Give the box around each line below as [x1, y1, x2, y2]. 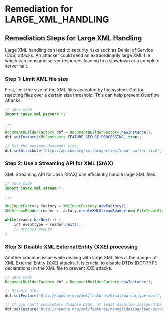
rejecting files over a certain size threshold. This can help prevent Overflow [5, 92, 160, 98]
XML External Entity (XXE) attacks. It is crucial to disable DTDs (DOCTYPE [5, 260, 157, 266]
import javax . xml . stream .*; [5, 186, 64, 191]
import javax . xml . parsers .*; [5, 112, 66, 117]
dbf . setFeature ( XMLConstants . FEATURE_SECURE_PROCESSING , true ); [5, 134, 142, 139]
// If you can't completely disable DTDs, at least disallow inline [5, 302, 151, 307]
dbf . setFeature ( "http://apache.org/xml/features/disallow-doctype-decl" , [5, 293, 162, 298]
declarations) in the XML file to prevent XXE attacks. [5, 265, 113, 271]
